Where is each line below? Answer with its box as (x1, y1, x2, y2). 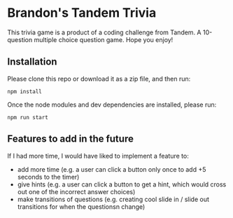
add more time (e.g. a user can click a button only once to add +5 (17, 165, 206, 173)
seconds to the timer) (17, 172, 80, 181)
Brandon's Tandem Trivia (7, 5, 157, 21)
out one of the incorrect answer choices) (17, 187, 136, 196)
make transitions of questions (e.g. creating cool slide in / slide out (17, 195, 210, 203)
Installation (7, 56, 57, 68)
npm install (7, 88, 42, 95)
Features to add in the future (7, 133, 134, 145)
